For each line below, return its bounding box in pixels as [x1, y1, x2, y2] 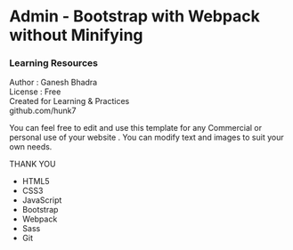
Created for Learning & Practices [9, 96, 130, 107]
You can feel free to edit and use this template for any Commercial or [9, 123, 263, 133]
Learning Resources [9, 57, 98, 69]
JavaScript [21, 195, 62, 206]
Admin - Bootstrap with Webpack [9, 6, 260, 27]
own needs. [9, 141, 53, 152]
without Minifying [9, 25, 144, 45]
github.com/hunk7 [9, 105, 77, 117]
